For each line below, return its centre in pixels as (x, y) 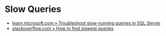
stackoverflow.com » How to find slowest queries (62, 28)
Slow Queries (33, 9)
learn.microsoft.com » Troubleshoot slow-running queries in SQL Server (86, 23)
